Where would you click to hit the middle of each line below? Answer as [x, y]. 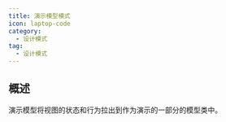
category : [25, 31]
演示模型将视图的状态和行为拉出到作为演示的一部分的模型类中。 [115, 110]
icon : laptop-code [39, 24]
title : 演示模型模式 [39, 16]
